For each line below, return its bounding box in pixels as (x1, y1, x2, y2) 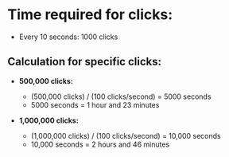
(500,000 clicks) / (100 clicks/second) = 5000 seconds (30, 92, 212, 101)
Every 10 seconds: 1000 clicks (18, 32, 118, 41)
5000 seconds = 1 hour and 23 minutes (30, 100, 160, 109)
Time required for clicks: (7, 6, 173, 24)
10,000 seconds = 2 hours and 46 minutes (30, 139, 170, 149)
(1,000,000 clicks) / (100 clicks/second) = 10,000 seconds (30, 131, 221, 140)
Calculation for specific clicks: (7, 55, 162, 69)
